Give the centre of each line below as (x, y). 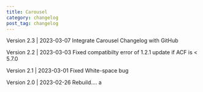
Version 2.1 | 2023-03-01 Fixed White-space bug (68, 71)
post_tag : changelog (33, 23)
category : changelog (33, 18)
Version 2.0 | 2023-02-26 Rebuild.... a (54, 82)
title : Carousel (27, 12)
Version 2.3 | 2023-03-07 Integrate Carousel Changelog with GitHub (92, 41)
